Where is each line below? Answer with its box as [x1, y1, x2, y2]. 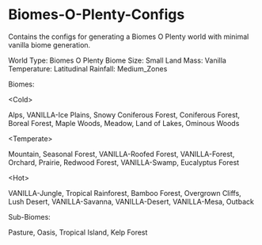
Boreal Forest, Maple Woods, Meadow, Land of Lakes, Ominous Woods [8, 118, 240, 128]
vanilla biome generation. [8, 40, 91, 49]
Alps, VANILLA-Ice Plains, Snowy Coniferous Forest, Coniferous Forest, [8, 109, 240, 120]
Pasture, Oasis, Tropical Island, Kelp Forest [8, 228, 148, 237]
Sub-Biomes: [8, 212, 51, 221]
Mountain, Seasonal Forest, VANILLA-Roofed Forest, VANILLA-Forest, [8, 149, 235, 159]
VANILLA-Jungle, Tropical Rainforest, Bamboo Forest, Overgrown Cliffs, [8, 188, 241, 197]
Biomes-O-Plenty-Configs [8, 6, 185, 24]
